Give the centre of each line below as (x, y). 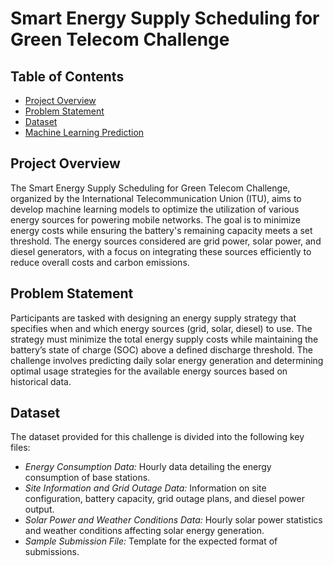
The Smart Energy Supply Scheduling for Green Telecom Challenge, (150, 188)
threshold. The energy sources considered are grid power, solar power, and (166, 241)
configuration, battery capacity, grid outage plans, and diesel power (164, 499)
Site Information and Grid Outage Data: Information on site (145, 488)
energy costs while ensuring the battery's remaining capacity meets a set (161, 230)
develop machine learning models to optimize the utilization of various (155, 209)
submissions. (52, 552)
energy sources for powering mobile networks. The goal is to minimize (155, 219)
